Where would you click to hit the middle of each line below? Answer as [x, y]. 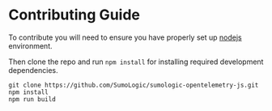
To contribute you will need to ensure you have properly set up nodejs [125, 37]
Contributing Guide [74, 15]
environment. [30, 45]
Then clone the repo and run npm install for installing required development [136, 62]
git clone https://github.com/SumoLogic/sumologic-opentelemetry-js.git [134, 85]
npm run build [32, 99]
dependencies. [33, 70]
